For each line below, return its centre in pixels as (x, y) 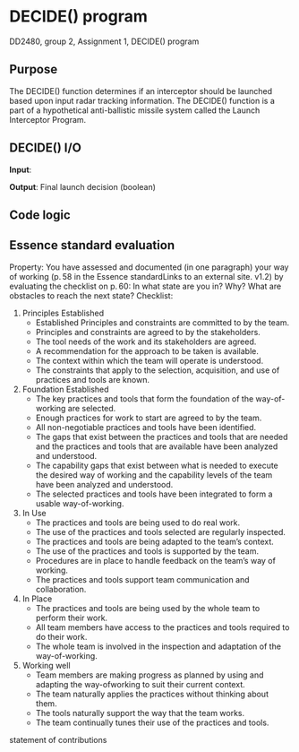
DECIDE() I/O (46, 148)
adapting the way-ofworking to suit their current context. (140, 684)
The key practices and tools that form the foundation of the (145, 398)
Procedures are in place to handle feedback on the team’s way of (155, 560)
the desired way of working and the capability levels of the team (154, 475)
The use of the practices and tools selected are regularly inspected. (161, 532)
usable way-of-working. (80, 503)
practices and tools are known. (93, 379)
